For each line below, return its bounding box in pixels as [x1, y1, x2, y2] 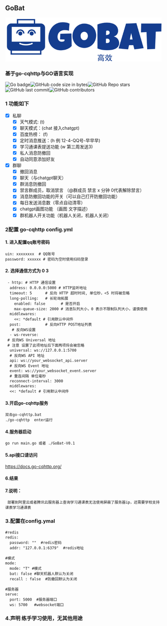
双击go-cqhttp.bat [5, 412, 42, 417]
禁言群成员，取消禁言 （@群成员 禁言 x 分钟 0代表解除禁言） [19, 187, 145, 193]
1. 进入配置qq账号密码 [5, 239, 50, 245]
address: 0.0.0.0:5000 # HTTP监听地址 [9, 285, 87, 290]
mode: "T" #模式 [9, 566, 42, 571]
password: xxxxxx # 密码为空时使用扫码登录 [5, 257, 88, 262]
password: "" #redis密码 [9, 540, 62, 545]
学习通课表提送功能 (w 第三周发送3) [19, 144, 93, 150]
